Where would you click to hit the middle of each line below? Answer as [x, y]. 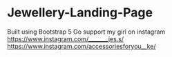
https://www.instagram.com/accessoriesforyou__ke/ [82, 46]
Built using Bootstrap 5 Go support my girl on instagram [86, 32]
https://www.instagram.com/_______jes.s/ [66, 38]
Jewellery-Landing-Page [80, 13]
